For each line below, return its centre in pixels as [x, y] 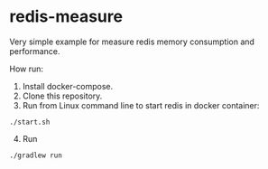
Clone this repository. [62, 96]
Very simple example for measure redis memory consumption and [132, 42]
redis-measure [66, 17]
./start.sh [30, 122]
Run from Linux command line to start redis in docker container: [141, 105]
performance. [35, 51]
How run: [26, 69]
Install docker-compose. [68, 86]
